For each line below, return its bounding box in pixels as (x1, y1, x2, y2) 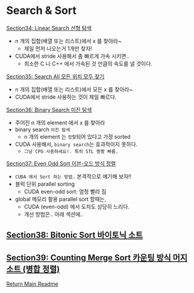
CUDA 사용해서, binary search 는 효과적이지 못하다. (14, 140, 138, 148)
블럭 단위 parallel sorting (14, 180, 75, 188)
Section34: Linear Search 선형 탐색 (6, 24, 92, 31)
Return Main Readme (6, 280, 58, 288)
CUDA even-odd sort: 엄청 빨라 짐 (23, 188, 107, 195)
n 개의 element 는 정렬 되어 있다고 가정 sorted (23, 133, 131, 140)
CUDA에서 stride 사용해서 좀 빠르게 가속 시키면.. (14, 52, 130, 59)
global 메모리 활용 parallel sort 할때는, (14, 195, 107, 203)
